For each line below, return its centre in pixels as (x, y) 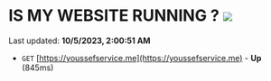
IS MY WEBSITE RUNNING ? (114, 16)
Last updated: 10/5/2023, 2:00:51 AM (79, 40)
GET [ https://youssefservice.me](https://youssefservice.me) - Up (141, 58)
